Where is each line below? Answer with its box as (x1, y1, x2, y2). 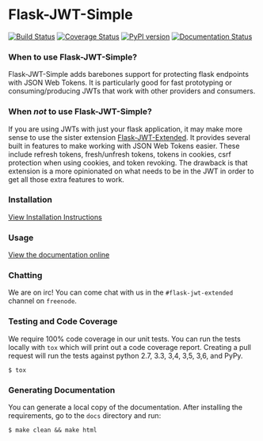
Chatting (8, 270, 43, 281)
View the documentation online (8, 250, 110, 260)
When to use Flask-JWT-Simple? (8, 51, 137, 63)
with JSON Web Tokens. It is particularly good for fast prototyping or (8, 78, 232, 88)
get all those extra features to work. (8, 174, 124, 184)
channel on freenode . (8, 296, 78, 306)
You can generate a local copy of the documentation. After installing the (8, 402, 243, 412)
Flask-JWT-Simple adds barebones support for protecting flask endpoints (8, 70, 250, 79)
